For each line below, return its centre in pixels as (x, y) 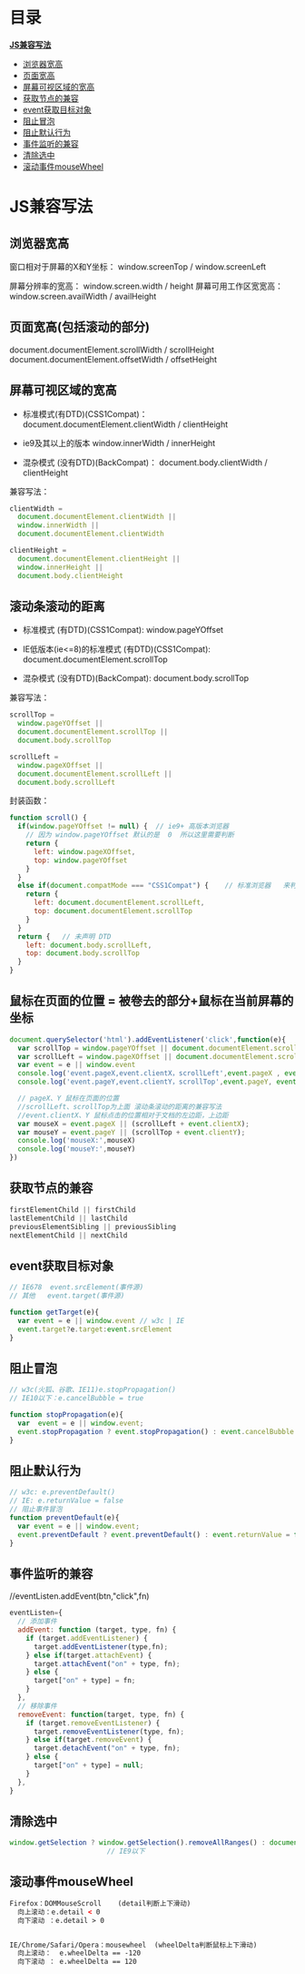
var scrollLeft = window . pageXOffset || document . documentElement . (148, 1056)
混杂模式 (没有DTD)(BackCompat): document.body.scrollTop (136, 678)
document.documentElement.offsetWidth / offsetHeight (113, 359)
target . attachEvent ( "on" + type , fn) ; (107, 1664)
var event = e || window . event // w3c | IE (101, 1320)
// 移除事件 (37, 1706)
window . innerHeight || (60, 567)
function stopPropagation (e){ (67, 1415)
